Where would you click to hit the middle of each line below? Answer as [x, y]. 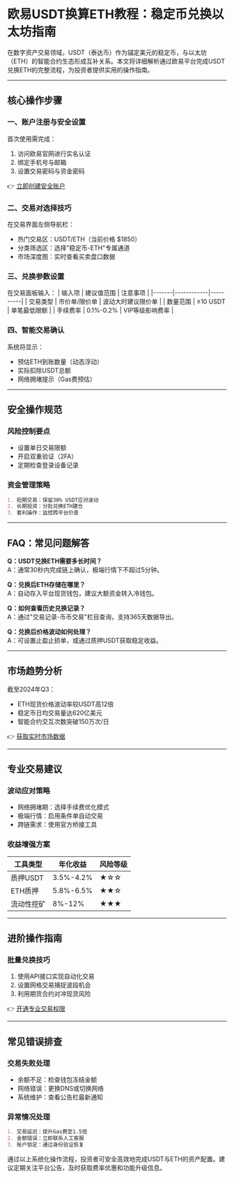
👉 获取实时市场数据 [37, 736]
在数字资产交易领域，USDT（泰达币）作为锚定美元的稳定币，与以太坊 [107, 52]
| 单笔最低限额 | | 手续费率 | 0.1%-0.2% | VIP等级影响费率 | [91, 311]
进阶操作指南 [35, 938]
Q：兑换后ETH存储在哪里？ [46, 584]
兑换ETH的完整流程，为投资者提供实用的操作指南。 [80, 70]
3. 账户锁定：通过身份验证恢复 [46, 1145]
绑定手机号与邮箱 [42, 162]
